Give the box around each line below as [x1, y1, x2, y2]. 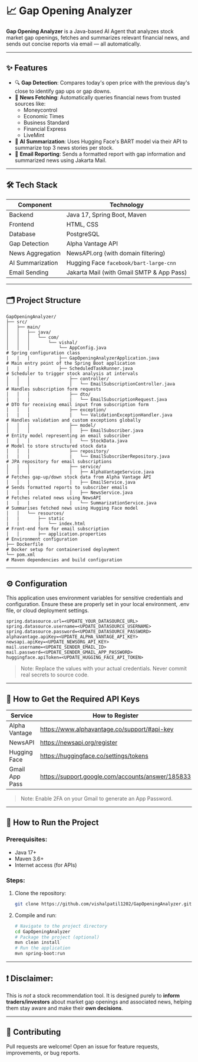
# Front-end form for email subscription [6, 526, 110, 532]
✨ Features [6, 63, 48, 73]
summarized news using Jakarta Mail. [14, 157, 107, 164]
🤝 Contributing [6, 1027, 61, 1037]
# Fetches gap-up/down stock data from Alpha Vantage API [6, 474, 151, 480]
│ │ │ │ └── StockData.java [6, 438, 128, 444]
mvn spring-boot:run [14, 951, 65, 957]
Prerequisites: [6, 836, 48, 844]
